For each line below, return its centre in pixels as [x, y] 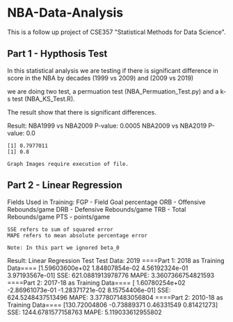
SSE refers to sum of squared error [60, 229]
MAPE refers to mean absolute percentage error [78, 235]
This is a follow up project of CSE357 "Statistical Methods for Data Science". [116, 32]
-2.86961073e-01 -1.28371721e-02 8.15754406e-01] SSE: [89, 290]
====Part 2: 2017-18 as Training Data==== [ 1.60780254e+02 [96, 282]
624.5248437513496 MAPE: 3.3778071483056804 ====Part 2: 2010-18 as [115, 297]
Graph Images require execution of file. [68, 164]
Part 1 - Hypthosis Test [57, 54]
